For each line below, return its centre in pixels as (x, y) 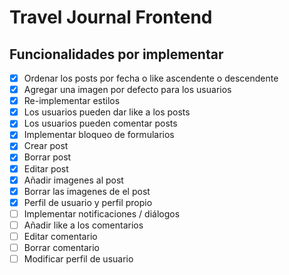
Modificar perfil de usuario (78, 259)
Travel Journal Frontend (111, 17)
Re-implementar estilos (72, 101)
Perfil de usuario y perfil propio (88, 202)
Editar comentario (60, 236)
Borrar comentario (61, 247)
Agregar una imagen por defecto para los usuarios (127, 90)
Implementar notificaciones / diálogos (102, 213)
